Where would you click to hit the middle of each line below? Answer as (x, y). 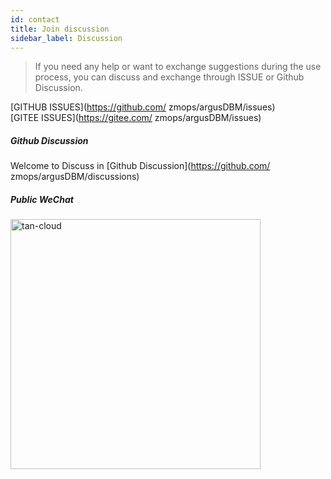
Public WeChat (42, 199)
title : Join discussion (60, 29)
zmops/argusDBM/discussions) (75, 177)
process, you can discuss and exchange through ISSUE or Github (169, 77)
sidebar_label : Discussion (66, 38)
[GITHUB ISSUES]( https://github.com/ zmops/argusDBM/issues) (143, 107)
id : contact (35, 19)
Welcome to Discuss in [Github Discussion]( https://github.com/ (140, 166)
